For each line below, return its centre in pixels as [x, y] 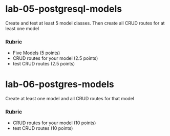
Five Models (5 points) [36, 53]
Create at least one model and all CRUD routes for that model [70, 99]
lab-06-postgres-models [60, 84]
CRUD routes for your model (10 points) [54, 123]
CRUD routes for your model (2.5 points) [55, 58]
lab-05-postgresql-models [63, 9]
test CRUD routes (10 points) [43, 128]
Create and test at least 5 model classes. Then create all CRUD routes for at [85, 23]
